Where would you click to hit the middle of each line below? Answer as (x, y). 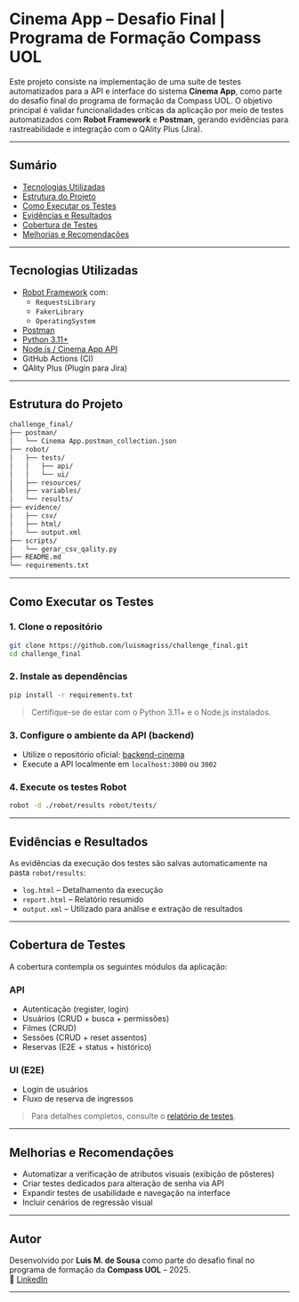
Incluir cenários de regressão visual (87, 1202)
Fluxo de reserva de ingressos (77, 1099)
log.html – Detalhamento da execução (93, 890)
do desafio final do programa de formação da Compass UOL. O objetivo (141, 100)
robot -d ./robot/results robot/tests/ (83, 806)
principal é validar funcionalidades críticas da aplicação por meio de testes (147, 110)
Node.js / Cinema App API (70, 348)
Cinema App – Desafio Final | (117, 19)
